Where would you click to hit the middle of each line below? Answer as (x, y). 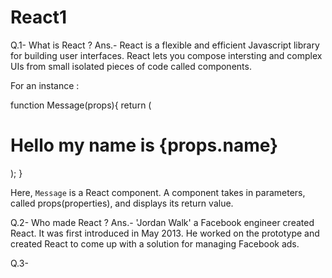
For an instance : (45, 85)
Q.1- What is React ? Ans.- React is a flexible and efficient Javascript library (165, 45)
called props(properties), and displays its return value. (122, 203)
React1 (39, 17)
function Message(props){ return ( (81, 105)
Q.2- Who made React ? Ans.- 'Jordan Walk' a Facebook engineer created (162, 222)
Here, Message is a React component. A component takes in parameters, (158, 192)
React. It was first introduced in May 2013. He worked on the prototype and (165, 233)
